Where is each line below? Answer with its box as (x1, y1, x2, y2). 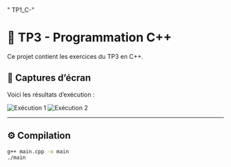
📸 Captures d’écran (7, 72, 91, 84)
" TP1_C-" (7, 6, 35, 14)
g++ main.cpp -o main (7, 148, 69, 155)
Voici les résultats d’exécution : (7, 90, 95, 99)
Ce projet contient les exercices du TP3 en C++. (7, 52, 144, 60)
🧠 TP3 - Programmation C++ (7, 30, 172, 45)
